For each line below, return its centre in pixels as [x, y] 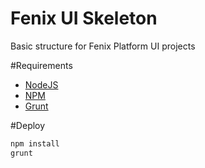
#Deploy [28, 125]
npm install [35, 143]
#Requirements [41, 65]
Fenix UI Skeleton [84, 18]
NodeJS [41, 84]
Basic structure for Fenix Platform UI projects [103, 46]
